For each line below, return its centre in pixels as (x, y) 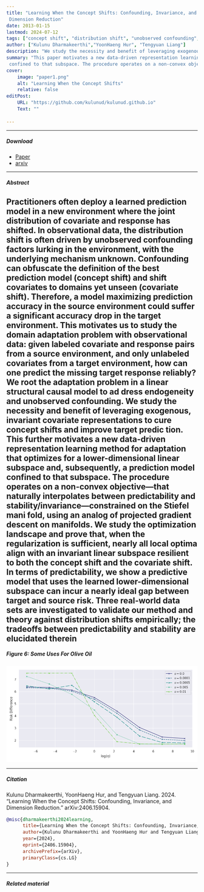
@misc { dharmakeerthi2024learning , (50, 819)
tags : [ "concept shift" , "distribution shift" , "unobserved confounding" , (103, 39)
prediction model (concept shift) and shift (87, 277)
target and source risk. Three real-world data (93, 601)
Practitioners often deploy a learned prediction (97, 201)
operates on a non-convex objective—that (88, 486)
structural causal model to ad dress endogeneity (100, 392)
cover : (15, 70)
